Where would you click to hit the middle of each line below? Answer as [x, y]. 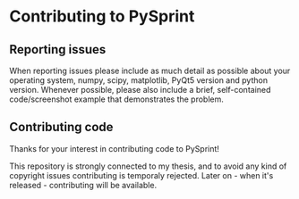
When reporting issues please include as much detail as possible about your [150, 70]
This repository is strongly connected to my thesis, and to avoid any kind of [148, 166]
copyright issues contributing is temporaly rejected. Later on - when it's [141, 175]
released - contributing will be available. [83, 185]
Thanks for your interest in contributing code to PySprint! [114, 148]
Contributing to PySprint [102, 17]
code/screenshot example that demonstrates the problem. [116, 99]
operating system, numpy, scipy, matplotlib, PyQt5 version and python [139, 80]
